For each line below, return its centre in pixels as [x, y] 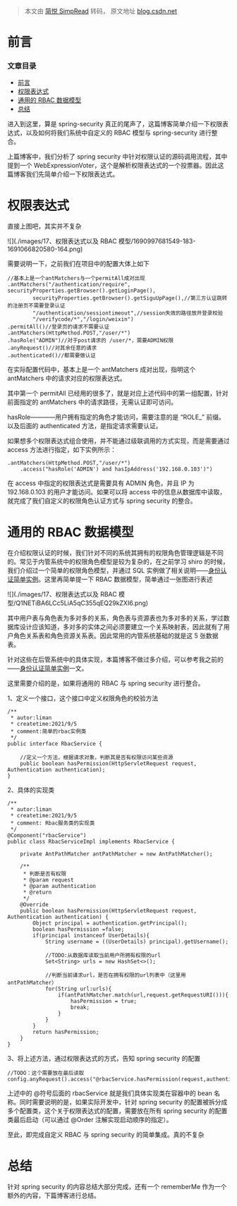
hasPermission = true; [104, 1001]
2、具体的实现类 [31, 790]
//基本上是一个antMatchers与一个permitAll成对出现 [77, 279]
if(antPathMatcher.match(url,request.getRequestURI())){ [143, 995]
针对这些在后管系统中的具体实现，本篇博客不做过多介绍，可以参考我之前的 [115, 659]
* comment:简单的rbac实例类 [48, 732]
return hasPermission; [66, 1033]
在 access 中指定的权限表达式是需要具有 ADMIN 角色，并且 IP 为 [101, 483]
